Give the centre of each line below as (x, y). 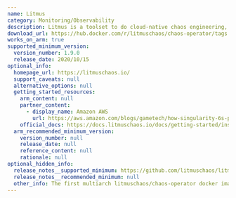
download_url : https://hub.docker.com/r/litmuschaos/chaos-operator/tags (118, 33)
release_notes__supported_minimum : (66, 170)
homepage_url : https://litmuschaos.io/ (72, 72)
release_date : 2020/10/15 (52, 60)
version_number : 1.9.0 (47, 53)
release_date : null (48, 145)
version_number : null (51, 138)
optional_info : (29, 66)
